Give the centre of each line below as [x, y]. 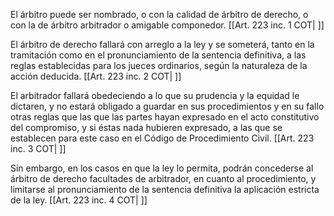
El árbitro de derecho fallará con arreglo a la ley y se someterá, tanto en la [162, 44]
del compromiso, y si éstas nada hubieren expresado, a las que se [146, 127]
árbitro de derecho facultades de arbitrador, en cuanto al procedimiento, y [163, 178]
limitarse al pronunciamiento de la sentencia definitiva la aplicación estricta [165, 189]
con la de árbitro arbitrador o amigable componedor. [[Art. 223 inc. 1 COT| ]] [167, 25]
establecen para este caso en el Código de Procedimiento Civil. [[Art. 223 [162, 138]
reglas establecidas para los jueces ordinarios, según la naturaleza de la [159, 65]
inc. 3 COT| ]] [38, 148]
